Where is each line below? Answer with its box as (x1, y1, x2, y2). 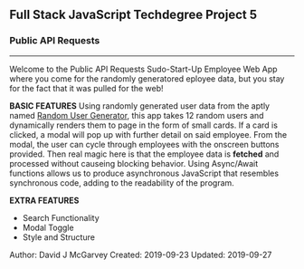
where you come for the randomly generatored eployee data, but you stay (9, 72, 285, 84)
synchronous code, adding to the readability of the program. (9, 177, 235, 188)
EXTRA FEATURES (9, 195, 80, 206)
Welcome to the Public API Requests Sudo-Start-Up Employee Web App (9, 63, 278, 74)
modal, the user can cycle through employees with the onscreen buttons (9, 139, 280, 149)
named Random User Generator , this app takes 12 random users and (9, 110, 264, 120)
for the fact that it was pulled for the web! (9, 82, 165, 93)
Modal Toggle (22, 222, 74, 233)
